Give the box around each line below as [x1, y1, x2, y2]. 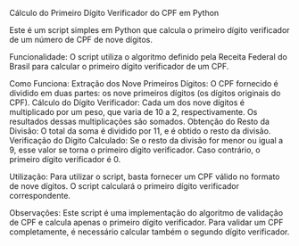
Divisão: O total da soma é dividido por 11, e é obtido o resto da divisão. [9, 126, 271, 136]
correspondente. [9, 191, 71, 201]
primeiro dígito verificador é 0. [9, 154, 121, 164]
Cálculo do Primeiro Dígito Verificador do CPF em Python [9, 8, 220, 18]
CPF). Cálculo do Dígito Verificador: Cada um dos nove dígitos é [9, 97, 245, 108]
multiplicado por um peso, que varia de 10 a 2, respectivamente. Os [9, 107, 258, 117]
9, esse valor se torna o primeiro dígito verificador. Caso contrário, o [9, 144, 261, 155]
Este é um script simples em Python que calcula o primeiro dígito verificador [9, 25, 290, 35]
